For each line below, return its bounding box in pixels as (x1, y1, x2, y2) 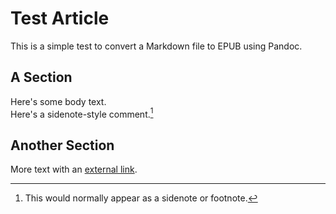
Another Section (10, 137, 115, 154)
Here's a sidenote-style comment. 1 (10, 106, 154, 120)
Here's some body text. (10, 95, 107, 107)
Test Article (10, 7, 110, 30)
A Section (10, 69, 73, 86)
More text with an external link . (10, 163, 138, 176)
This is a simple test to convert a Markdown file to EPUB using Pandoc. (10, 40, 303, 52)
